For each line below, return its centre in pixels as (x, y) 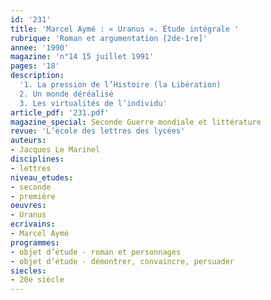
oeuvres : (28, 206)
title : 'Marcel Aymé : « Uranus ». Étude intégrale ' (125, 29)
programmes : (35, 242)
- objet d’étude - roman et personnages (96, 252)
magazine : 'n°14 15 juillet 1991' (82, 57)
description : (37, 76)
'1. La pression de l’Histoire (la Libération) (120, 85)
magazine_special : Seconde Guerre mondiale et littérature (136, 122)
